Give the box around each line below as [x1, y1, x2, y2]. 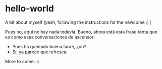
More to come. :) [5, 58, 39, 64]
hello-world [5, 3, 54, 14]
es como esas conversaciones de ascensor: [5, 34, 95, 40]
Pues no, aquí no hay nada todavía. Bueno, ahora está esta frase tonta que [5, 29, 158, 34]
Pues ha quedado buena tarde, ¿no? [12, 43, 87, 49]
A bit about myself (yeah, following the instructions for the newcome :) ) [5, 19, 152, 25]
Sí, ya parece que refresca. [12, 49, 68, 55]
